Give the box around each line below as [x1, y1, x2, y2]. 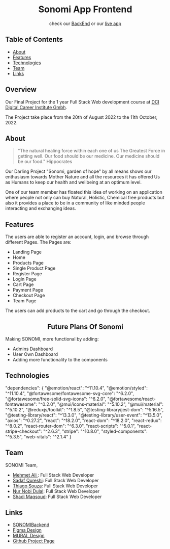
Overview [5, 85, 37, 94]
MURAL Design [12, 533, 45, 539]
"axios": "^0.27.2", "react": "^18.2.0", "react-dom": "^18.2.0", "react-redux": [5, 417, 162, 424]
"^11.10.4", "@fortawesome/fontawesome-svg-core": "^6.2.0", [5, 390, 134, 396]
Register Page [12, 271, 42, 277]
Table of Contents [5, 35, 63, 44]
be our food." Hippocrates [17, 159, 73, 165]
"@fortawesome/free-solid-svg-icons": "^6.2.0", [5, 396, 107, 402]
